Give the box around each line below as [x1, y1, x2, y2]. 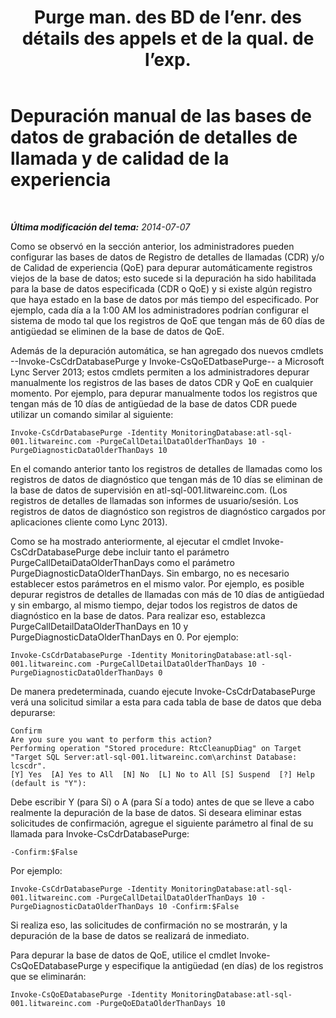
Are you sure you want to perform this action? [10, 734, 213, 745]
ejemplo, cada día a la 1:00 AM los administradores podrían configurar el [10, 304, 309, 316]
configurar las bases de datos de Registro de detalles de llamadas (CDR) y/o [10, 251, 325, 263]
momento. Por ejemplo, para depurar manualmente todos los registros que [10, 387, 318, 399]
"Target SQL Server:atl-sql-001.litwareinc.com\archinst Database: [10, 752, 298, 762]
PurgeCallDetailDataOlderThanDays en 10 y [10, 620, 189, 632]
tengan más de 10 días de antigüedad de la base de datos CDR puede [10, 397, 298, 410]
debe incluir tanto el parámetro [102, 546, 230, 558]
